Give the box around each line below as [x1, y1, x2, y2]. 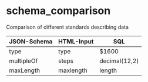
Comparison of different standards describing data [6, 23, 129, 30]
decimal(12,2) [99, 57, 139, 65]
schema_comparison [6, 4, 111, 18]
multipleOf [9, 57, 38, 65]
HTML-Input [58, 37, 94, 45]
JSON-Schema [9, 37, 53, 45]
